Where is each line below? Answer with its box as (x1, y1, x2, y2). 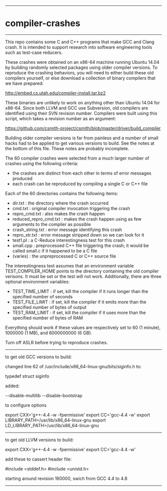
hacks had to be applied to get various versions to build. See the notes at (5, 140, 155, 146)
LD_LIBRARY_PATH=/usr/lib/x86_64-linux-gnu (5, 422, 99, 428)
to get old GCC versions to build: (5, 354, 72, 360)
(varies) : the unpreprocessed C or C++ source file (12, 253, 116, 259)
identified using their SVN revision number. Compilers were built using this (5, 110, 158, 116)
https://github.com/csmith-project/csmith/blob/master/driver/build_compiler (5, 125, 161, 131)
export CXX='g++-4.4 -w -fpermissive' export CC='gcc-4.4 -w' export (5, 412, 150, 418)
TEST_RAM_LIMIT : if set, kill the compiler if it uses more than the (12, 309, 146, 315)
